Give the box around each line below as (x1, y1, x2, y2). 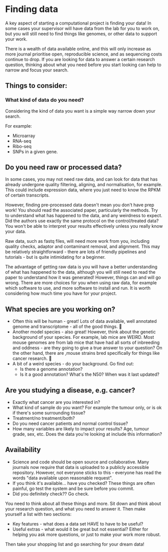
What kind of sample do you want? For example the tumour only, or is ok (12, 404, 162, 411)
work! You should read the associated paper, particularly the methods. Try (5, 207, 158, 213)
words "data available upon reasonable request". (12, 474, 113, 481)
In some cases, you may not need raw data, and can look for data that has (5, 176, 158, 182)
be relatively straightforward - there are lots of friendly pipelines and (5, 249, 146, 255)
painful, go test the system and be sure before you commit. (12, 485, 134, 491)
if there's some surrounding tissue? (12, 410, 86, 416)
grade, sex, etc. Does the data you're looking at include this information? (12, 431, 162, 437)
